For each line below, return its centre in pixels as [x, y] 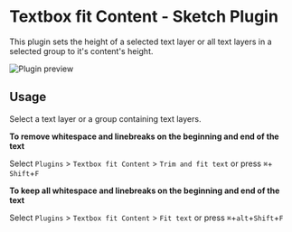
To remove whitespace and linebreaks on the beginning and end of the [144, 136]
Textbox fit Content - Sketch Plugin [144, 17]
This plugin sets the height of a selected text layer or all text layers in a [141, 42]
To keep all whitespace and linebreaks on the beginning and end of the [145, 190]
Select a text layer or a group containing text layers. [105, 118]
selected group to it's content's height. [81, 51]
